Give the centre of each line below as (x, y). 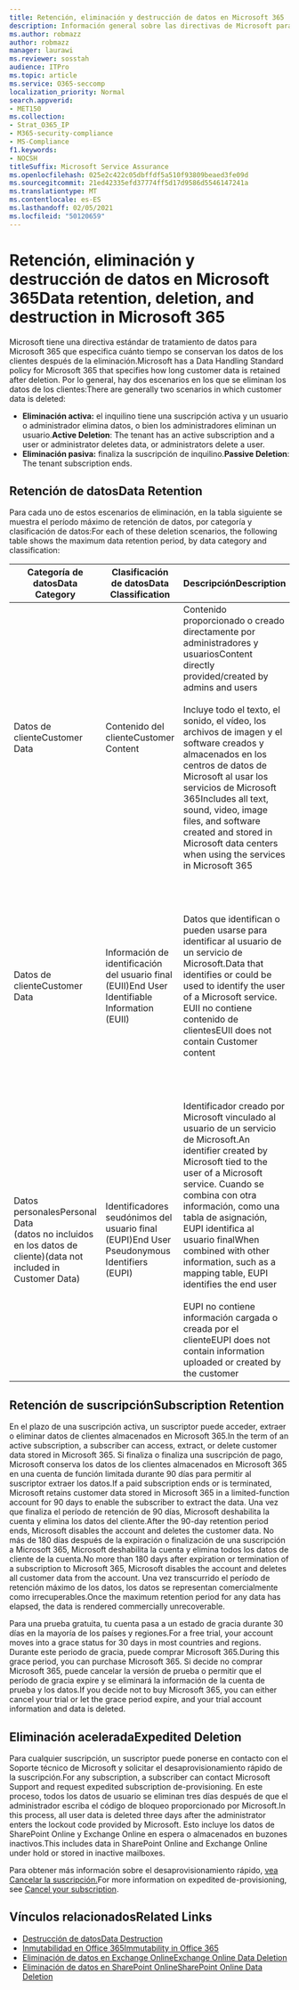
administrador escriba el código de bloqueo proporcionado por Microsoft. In (148, 1806)
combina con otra (220, 1195)
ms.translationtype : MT (53, 192)
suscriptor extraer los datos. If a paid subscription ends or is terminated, (141, 1483)
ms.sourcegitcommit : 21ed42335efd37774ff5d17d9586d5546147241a (129, 184)
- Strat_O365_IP (39, 126)
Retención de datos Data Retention (106, 491)
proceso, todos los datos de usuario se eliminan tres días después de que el (149, 1796)
